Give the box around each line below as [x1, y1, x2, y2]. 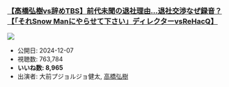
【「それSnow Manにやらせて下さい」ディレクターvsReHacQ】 [7, 16, 218, 26]
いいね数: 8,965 [17, 64, 63, 72]
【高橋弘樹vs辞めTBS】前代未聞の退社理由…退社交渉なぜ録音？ [7, 6, 223, 15]
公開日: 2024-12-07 [17, 46, 74, 55]
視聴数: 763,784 [17, 55, 63, 64]
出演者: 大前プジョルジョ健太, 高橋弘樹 [17, 72, 129, 81]
